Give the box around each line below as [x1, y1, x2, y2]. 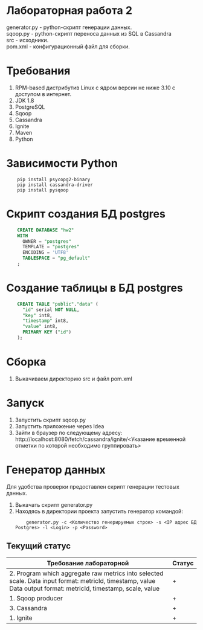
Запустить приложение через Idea [14, 422, 105, 429]
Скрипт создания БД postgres [6, 207, 166, 220]
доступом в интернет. [14, 90, 71, 97]
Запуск [6, 396, 45, 410]
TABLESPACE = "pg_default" [22, 255, 91, 262]
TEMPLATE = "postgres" [22, 244, 80, 250]
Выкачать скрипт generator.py [14, 501, 93, 508]
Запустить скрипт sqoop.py [14, 416, 86, 423]
